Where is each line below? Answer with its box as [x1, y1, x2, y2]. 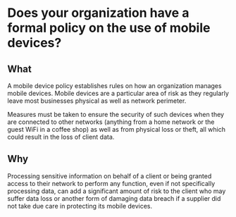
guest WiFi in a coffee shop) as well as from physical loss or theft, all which [7, 125, 225, 133]
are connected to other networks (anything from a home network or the [7, 118, 215, 126]
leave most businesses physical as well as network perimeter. [7, 97, 187, 105]
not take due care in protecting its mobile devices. [7, 201, 153, 210]
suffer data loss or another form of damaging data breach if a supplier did [7, 194, 221, 202]
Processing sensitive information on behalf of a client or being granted [7, 171, 212, 180]
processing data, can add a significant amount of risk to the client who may [7, 187, 226, 195]
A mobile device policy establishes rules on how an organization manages [7, 82, 222, 89]
